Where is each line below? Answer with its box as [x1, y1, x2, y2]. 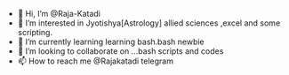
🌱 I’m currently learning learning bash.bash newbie [17, 36, 205, 47]
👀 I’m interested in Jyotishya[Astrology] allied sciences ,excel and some [17, 18, 281, 28]
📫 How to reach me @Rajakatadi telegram [17, 56, 173, 66]
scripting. [17, 27, 53, 37]
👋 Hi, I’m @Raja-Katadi [17, 9, 100, 19]
